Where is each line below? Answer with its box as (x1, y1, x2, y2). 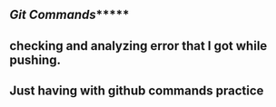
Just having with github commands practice (9, 83, 264, 99)
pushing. (9, 52, 62, 67)
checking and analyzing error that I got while (9, 38, 268, 53)
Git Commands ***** (9, 7, 130, 23)
